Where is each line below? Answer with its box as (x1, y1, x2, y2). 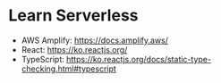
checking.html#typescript (21, 63, 117, 74)
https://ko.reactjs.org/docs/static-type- (65, 54, 212, 64)
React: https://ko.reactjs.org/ (21, 44, 128, 54)
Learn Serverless (8, 5, 139, 26)
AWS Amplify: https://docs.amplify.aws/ (21, 35, 169, 46)
